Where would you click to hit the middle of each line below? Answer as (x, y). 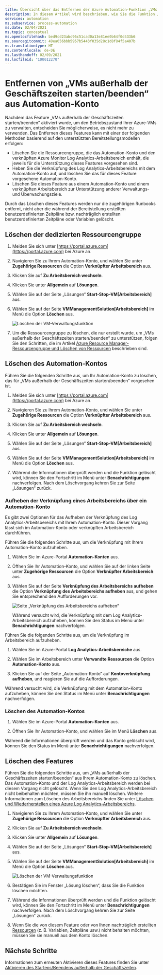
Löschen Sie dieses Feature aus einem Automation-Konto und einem (81, 184)
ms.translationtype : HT (29, 46)
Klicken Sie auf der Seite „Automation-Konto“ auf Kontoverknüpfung (81, 674)
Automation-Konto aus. (36, 664)
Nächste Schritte (31, 950)
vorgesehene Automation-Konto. (45, 179)
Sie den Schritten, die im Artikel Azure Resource (60, 343)
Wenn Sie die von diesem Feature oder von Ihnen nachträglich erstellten (84, 925)
